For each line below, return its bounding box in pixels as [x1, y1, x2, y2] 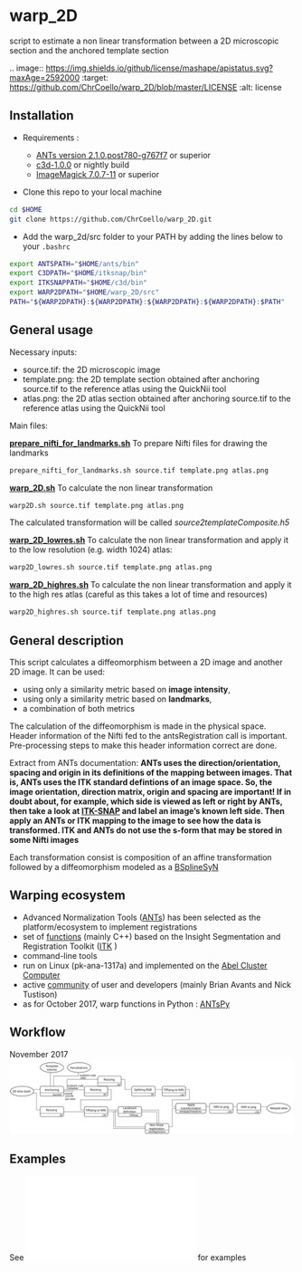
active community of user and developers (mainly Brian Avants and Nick [22, 979, 292, 990]
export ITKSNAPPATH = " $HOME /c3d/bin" [9, 278, 147, 288]
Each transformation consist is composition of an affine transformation [9, 852, 273, 863]
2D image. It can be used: [9, 666, 106, 677]
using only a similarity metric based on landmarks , [22, 693, 212, 704]
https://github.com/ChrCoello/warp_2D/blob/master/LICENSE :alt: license [9, 81, 282, 92]
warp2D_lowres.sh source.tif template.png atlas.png [9, 563, 212, 572]
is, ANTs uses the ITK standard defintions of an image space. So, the [9, 777, 273, 788]
